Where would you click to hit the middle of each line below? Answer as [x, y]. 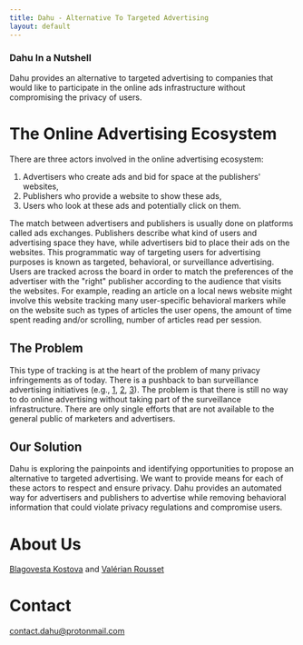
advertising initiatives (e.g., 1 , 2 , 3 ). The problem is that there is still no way [149, 389]
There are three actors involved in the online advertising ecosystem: [137, 159]
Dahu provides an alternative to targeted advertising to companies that [142, 77]
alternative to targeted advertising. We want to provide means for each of [147, 479]
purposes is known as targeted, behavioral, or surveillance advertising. [142, 262]
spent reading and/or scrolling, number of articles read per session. [136, 320]
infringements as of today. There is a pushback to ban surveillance [134, 380]
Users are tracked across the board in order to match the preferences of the [151, 271]
